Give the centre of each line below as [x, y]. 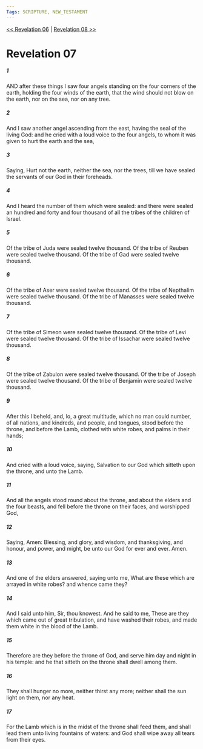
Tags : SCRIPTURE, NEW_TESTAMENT [47, 12]
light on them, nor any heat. [41, 697]
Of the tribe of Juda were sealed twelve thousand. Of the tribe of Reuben [98, 248]
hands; [15, 435]
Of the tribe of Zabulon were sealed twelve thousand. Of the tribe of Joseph [101, 374]
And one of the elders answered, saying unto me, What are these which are [101, 578]
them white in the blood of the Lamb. [52, 626]
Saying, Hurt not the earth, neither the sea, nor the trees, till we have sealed [101, 170]
